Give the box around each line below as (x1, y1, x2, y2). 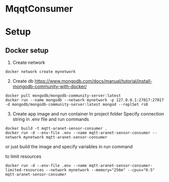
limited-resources (5, 167, 44, 173)
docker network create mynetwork (5, 69, 76, 75)
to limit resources (5, 153, 41, 159)
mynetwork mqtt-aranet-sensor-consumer (23, 135, 108, 140)
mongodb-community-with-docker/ (12, 84, 87, 90)
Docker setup (5, 46, 49, 54)
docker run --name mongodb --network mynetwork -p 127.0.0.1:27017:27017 (5, 98, 164, 103)
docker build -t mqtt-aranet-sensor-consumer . (5, 126, 108, 131)
